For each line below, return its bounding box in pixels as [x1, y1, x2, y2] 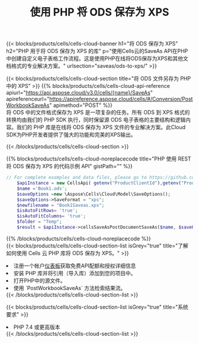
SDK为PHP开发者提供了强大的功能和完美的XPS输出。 [6, 131, 136, 139]
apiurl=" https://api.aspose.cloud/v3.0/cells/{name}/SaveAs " [6, 89, 153, 96]
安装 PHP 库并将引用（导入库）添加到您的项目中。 [14, 269, 136, 276]
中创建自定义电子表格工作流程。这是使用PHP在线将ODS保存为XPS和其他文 [6, 55, 188, 62]
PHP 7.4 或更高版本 [14, 323, 60, 331]
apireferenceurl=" [6, 96, 50, 103]
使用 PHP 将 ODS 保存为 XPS [30, 5, 169, 19]
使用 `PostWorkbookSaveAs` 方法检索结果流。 [14, 284, 126, 291]
